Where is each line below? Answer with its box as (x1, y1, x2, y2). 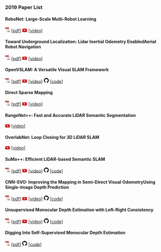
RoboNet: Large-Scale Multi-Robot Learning (5, 16, 97, 22)
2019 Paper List (5, 4, 43, 11)
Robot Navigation (5, 44, 41, 50)
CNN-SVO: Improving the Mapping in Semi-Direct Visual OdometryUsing (5, 179, 156, 185)
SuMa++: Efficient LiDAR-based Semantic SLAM (5, 156, 105, 162)
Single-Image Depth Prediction (5, 184, 69, 190)
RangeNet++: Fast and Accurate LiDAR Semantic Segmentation (5, 112, 136, 118)
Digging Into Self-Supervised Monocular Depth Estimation (5, 230, 126, 235)
